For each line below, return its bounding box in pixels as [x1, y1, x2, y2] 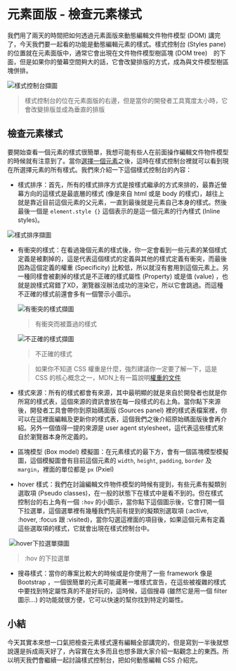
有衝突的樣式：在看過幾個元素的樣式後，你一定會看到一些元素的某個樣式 [17, 245, 227, 254]
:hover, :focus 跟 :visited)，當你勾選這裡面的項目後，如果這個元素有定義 [17, 515, 225, 524]
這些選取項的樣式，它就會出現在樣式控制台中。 [17, 524, 153, 532]
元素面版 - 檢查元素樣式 [7, 6, 143, 23]
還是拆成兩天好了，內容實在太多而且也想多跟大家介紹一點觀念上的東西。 [13, 646, 223, 655]
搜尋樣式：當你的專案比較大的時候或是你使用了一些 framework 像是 [17, 569, 213, 577]
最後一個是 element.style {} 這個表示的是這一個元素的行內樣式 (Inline [17, 207, 221, 215]
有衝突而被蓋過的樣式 [34, 319, 97, 328]
